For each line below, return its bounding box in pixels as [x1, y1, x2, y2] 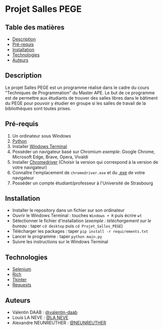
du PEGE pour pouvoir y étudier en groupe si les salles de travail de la [5, 100, 146, 106]
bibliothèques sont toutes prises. [5, 105, 72, 111]
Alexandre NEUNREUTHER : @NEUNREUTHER [12, 320, 107, 326]
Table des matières [5, 23, 65, 32]
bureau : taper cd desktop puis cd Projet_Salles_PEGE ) [12, 223, 123, 229]
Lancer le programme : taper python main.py [12, 233, 102, 240]
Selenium [12, 266, 31, 272]
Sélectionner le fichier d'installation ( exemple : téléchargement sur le [12, 218, 151, 224]
